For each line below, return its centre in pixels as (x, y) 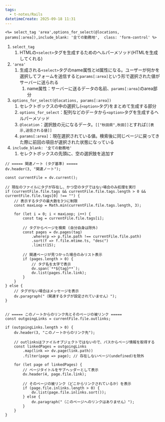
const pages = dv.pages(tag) (53, 232)
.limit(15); (43, 245)
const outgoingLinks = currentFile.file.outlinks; (58, 319)
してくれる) (31, 59)
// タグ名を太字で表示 (51, 264)
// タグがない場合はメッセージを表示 (47, 291)
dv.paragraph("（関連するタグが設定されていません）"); (65, 296)
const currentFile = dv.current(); (41, 178)
